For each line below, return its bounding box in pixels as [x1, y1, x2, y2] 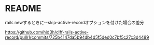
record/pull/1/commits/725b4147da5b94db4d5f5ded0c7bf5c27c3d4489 [5, 34, 150, 40]
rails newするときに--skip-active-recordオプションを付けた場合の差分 [5, 19, 144, 25]
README [5, 3, 42, 14]
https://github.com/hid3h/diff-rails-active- [5, 29, 89, 35]
